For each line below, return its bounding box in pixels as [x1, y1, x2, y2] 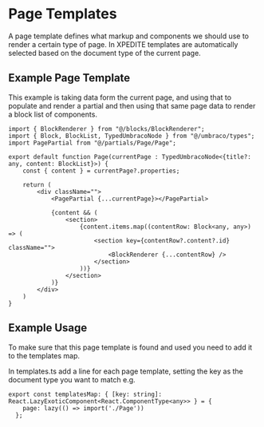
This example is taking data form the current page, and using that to [8, 93, 232, 102]
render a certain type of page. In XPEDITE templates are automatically [8, 39, 238, 49]
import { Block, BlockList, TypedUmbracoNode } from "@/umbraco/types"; [8, 132, 255, 140]
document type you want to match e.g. [8, 374, 136, 384]
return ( [22, 180, 52, 188]
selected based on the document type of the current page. [8, 48, 201, 57]
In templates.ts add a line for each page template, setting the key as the [8, 366, 243, 376]
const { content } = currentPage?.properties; [22, 167, 180, 175]
